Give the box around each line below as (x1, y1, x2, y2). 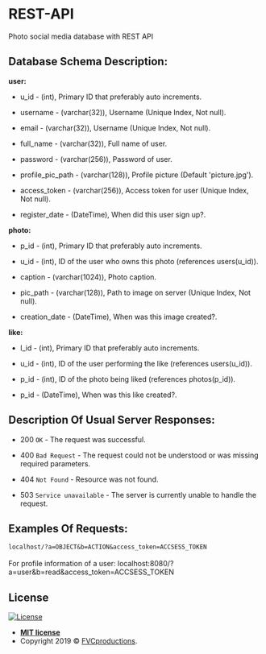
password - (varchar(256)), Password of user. (19, 154, 173, 163)
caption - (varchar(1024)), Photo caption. (19, 271, 157, 282)
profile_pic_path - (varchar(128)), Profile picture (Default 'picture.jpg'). (19, 170, 254, 180)
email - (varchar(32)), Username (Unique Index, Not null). (19, 122, 211, 133)
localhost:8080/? (117, 559, 174, 569)
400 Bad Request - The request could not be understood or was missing (19, 450, 260, 460)
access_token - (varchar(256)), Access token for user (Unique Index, (19, 185, 249, 195)
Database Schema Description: (8, 55, 168, 68)
